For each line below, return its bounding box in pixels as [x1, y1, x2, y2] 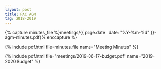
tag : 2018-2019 [5, 16, 36, 21]
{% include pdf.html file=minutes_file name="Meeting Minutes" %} [5, 44, 139, 50]
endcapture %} [47, 34, 77, 40]
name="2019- [127, 53, 155, 59]
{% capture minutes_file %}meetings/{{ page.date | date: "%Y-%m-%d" [5, 30, 150, 35]
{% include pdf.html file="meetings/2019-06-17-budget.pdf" [5, 53, 126, 59]
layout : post [5, 7, 32, 12]
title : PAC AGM [5, 12, 36, 17]
